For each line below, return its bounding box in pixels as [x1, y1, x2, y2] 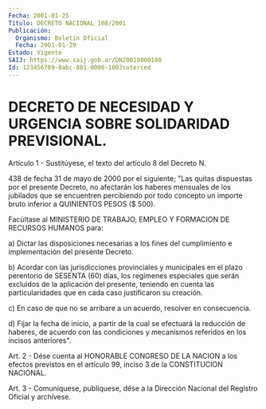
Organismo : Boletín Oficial [15, 33, 109, 42]
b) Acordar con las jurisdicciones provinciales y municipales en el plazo [8, 262, 243, 272]
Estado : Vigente [8, 49, 62, 57]
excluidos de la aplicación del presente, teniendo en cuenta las [8, 279, 215, 289]
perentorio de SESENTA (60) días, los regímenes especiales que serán [8, 270, 240, 280]
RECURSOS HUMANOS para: [8, 222, 104, 232]
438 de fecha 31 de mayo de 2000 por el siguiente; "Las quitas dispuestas [8, 173, 252, 183]
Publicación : [8, 26, 52, 34]
